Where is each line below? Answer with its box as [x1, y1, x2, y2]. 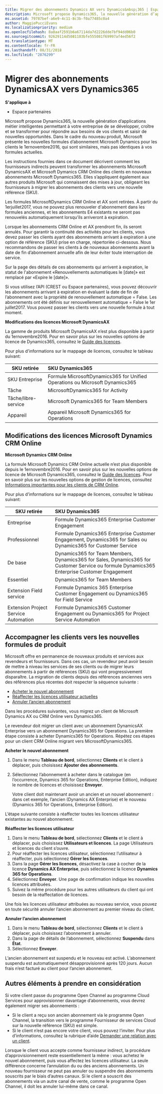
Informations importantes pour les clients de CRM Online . [5, 482, 120, 488]
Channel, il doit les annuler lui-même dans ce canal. [5, 1083, 109, 1089]
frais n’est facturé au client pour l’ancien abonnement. [5, 965, 113, 971]
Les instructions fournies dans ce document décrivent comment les [5, 159, 140, 165]
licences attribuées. [12, 881, 52, 887]
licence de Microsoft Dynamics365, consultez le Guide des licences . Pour [5, 472, 152, 478]
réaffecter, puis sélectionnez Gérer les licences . [12, 855, 109, 862]
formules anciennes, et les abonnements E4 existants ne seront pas [5, 209, 141, 215]
